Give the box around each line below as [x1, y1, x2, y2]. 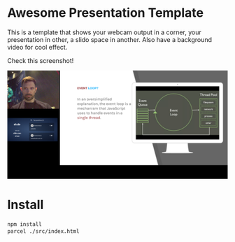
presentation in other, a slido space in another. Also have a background [7, 35, 212, 43]
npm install [7, 220, 42, 228]
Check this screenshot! [7, 56, 74, 64]
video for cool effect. [7, 43, 68, 51]
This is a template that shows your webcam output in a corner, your [7, 28, 201, 36]
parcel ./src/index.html [7, 227, 80, 235]
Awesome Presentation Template [7, 5, 204, 21]
